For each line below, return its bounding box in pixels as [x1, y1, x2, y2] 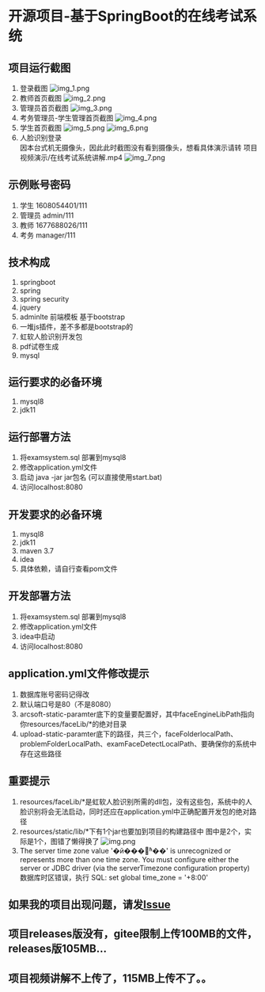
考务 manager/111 [19, 230, 76, 240]
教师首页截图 [19, 93, 62, 103]
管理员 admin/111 [19, 211, 74, 220]
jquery [19, 302, 41, 312]
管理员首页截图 [19, 104, 69, 112]
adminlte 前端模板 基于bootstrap [19, 312, 125, 321]
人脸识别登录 [19, 133, 62, 143]
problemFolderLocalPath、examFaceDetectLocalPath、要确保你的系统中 [19, 739, 257, 748]
